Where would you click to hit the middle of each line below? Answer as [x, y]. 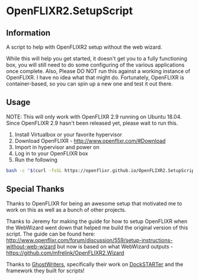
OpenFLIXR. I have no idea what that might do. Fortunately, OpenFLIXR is [95, 77]
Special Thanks [35, 189]
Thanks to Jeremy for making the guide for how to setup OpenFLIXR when [97, 221]
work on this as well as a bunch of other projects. [66, 209]
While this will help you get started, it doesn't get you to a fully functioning [97, 58]
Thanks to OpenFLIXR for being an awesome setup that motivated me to [94, 203]
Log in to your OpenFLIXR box [51, 153]
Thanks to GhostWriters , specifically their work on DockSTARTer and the [95, 264]
